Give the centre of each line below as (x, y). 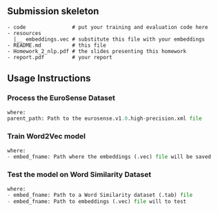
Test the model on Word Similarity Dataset (79, 175)
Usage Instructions (49, 78)
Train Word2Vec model (47, 136)
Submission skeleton (53, 11)
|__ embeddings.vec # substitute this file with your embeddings (109, 39)
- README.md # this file (57, 45)
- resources (24, 33)
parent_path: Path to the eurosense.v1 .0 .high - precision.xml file (105, 119)
